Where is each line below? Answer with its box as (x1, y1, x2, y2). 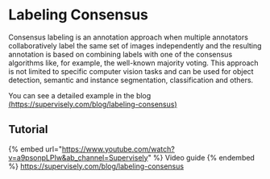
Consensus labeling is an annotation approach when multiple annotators (8, 32, 248, 42)
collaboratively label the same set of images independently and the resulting (8, 40, 262, 50)
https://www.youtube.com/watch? (61, 144, 175, 154)
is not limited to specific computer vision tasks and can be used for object (8, 66, 254, 76)
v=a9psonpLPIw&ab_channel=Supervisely (8, 152, 148, 162)
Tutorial (8, 123, 48, 136)
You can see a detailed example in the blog (8, 90, 152, 100)
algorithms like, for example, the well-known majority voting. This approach (8, 58, 260, 68)
